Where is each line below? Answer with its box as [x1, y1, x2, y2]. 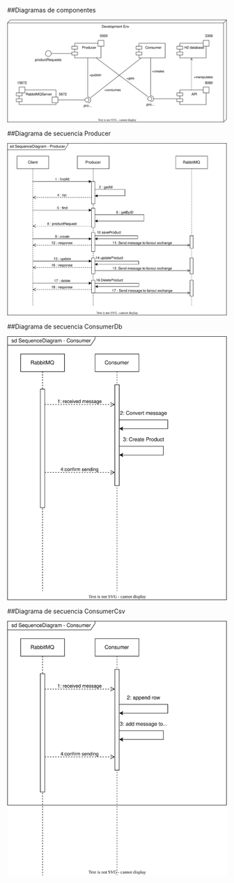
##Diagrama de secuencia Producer [7, 129, 111, 138]
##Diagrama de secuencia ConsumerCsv [7, 607, 125, 615]
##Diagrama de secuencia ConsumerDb [7, 322, 123, 331]
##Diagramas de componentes [7, 6, 96, 14]
